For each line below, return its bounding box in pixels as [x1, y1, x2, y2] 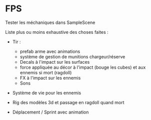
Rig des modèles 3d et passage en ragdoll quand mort [12, 99, 124, 105]
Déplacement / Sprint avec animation [12, 109, 89, 115]
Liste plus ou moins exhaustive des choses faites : [5, 29, 108, 35]
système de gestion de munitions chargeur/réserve [19, 53, 125, 60]
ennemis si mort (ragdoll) [19, 69, 72, 75]
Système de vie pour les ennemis [12, 90, 81, 96]
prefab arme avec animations [19, 48, 80, 54]
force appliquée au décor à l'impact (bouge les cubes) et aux [19, 64, 146, 70]
